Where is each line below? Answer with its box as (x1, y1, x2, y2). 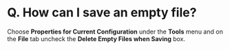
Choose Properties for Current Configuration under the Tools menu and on (7, 27, 224, 36)
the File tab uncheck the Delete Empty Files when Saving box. (7, 34, 186, 42)
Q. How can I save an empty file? (7, 5, 197, 21)
